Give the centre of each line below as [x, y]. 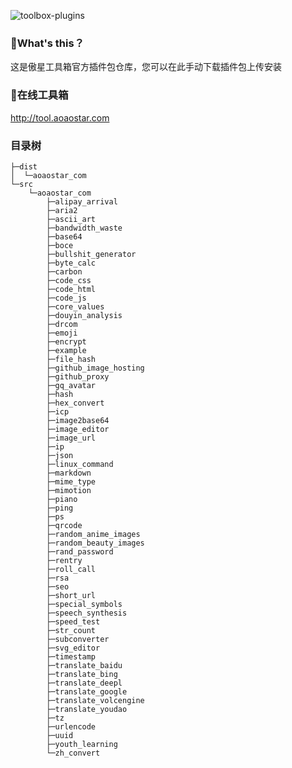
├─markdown [69, 473]
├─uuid [60, 735]
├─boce [60, 245]
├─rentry [64, 560]
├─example [66, 350]
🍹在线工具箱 [39, 95]
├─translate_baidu [84, 665]
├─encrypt [66, 341]
